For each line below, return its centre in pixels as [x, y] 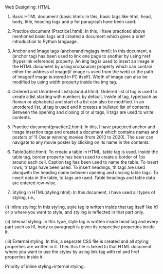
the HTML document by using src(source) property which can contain [82, 66]
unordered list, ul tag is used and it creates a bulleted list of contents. [81, 107]
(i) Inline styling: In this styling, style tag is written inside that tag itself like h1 [81, 207]
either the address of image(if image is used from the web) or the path [82, 72]
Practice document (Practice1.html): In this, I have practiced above [79, 31]
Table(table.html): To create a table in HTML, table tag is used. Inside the [85, 152]
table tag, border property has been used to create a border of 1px [79, 157]
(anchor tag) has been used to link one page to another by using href [81, 56]
